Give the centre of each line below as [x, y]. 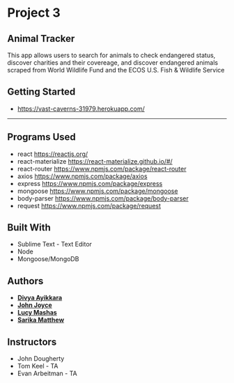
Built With [29, 228]
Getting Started [41, 92]
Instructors [32, 342]
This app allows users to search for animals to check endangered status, [111, 55]
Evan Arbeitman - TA [47, 373]
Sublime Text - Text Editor [55, 244]
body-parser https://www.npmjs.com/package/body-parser [103, 198]
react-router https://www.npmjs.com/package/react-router [102, 169]
